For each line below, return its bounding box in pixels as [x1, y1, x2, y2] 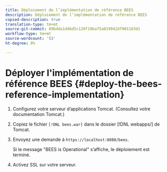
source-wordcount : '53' [5, 36, 56, 41]
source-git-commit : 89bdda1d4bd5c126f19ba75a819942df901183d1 [5, 27, 140, 32]
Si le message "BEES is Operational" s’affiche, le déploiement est [12, 146, 150, 152]
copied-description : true [5, 17, 60, 22]
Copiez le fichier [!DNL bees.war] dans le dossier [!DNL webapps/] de [12, 121, 160, 127]
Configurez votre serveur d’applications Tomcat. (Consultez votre [12, 106, 151, 112]
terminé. [12, 152, 31, 158]
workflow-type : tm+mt [5, 31, 52, 36]
